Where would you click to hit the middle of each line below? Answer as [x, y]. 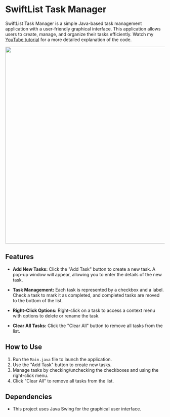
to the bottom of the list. [38, 300]
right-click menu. [30, 375]
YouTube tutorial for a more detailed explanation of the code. [69, 40]
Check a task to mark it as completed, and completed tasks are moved [86, 295]
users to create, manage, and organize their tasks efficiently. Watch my [79, 34]
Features [19, 257]
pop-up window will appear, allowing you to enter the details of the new [87, 274]
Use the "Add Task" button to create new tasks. [62, 365]
